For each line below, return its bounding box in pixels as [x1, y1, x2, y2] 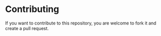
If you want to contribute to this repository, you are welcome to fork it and [5, 20, 157, 26]
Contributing [5, 3, 59, 15]
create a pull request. [5, 25, 49, 31]
